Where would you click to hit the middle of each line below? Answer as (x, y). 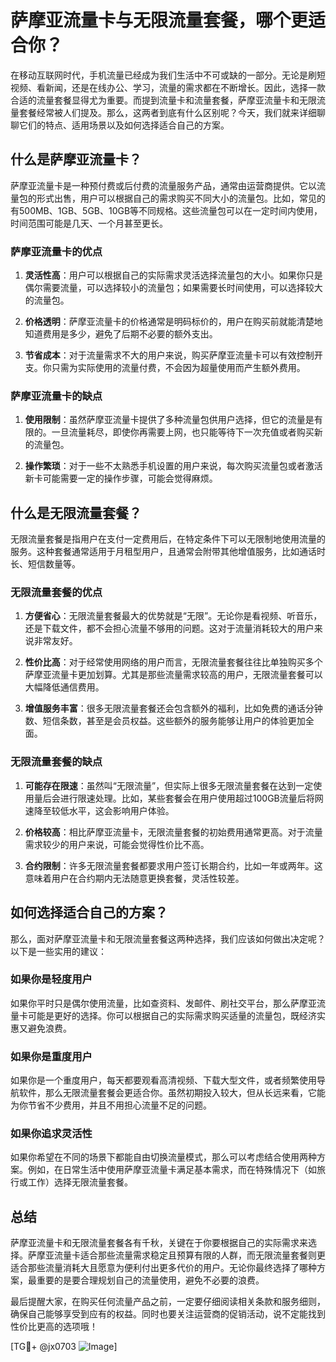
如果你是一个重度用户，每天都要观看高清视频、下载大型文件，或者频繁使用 (163, 1080)
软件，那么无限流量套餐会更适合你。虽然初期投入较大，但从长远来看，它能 (172, 1093)
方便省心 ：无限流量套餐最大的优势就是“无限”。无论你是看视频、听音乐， (173, 616)
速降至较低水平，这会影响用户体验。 (99, 810)
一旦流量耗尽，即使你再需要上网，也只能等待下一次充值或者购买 (183, 432)
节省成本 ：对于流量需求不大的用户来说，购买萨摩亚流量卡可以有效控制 (169, 355)
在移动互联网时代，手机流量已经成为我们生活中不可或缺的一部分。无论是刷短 (168, 75)
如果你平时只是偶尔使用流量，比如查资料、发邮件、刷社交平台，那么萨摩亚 (163, 1003)
